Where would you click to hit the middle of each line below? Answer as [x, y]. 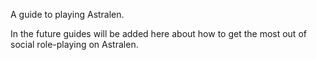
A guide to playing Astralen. [67, 14]
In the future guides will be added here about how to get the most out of [158, 33]
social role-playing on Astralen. [74, 44]
